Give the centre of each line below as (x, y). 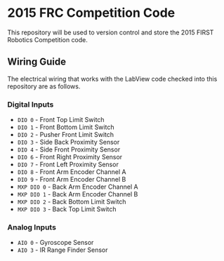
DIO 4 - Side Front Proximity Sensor (69, 149)
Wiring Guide (37, 62)
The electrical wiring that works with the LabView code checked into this (112, 79)
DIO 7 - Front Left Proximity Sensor (68, 165)
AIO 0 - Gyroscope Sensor (55, 243)
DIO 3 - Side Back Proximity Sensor (68, 142)
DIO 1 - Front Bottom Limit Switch (66, 127)
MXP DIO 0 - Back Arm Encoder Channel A (78, 187)
